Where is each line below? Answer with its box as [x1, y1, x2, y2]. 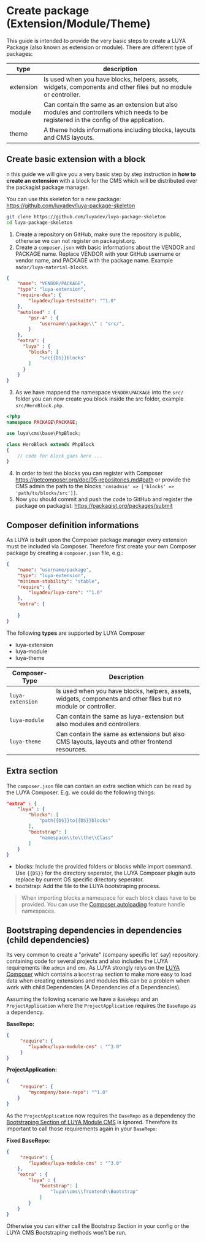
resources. [56, 745, 87, 753]
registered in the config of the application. [44, 115, 164, 124]
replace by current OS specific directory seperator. [15, 876, 144, 883]
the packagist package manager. [6, 183, 90, 191]
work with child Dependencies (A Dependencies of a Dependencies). [6, 984, 181, 991]
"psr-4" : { [28, 315, 59, 321]
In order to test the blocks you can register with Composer [15, 470, 163, 477]
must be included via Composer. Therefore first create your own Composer [6, 543, 196, 550]
